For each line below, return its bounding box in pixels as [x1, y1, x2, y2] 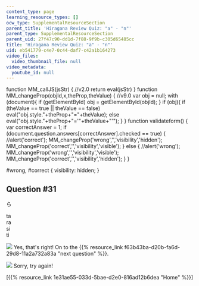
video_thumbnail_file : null [11, 58, 82, 64]
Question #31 [6, 184, 57, 194]
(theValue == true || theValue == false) [6, 105, 100, 112]
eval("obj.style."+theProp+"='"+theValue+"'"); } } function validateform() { [6, 117, 188, 125]
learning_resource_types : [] [6, 14, 79, 20]
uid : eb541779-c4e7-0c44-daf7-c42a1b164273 [6, 48, 116, 54]
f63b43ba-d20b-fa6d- [124, 244, 181, 251]
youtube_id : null [11, 70, 55, 76]
